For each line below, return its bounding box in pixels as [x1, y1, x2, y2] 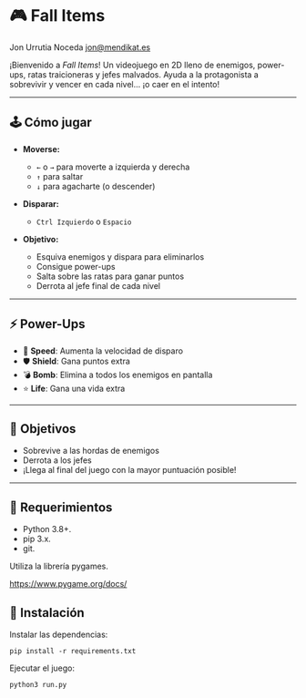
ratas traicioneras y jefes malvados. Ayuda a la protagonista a [27, 68, 260, 80]
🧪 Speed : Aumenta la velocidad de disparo [22, 345, 184, 356]
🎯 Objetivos [9, 421, 76, 436]
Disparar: [22, 198, 59, 209]
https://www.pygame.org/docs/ [9, 579, 127, 590]
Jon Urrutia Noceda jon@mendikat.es [9, 41, 151, 53]
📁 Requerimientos [9, 499, 113, 515]
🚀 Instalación [9, 605, 85, 621]
